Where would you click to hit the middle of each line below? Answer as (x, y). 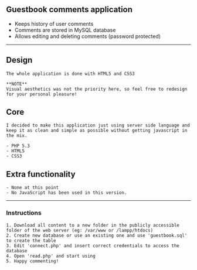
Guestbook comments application (69, 10)
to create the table (31, 240)
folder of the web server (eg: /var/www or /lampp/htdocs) (80, 230)
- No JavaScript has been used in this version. (67, 193)
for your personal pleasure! (42, 94)
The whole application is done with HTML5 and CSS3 (70, 74)
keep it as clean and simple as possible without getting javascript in (97, 131)
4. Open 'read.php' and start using (51, 256)
